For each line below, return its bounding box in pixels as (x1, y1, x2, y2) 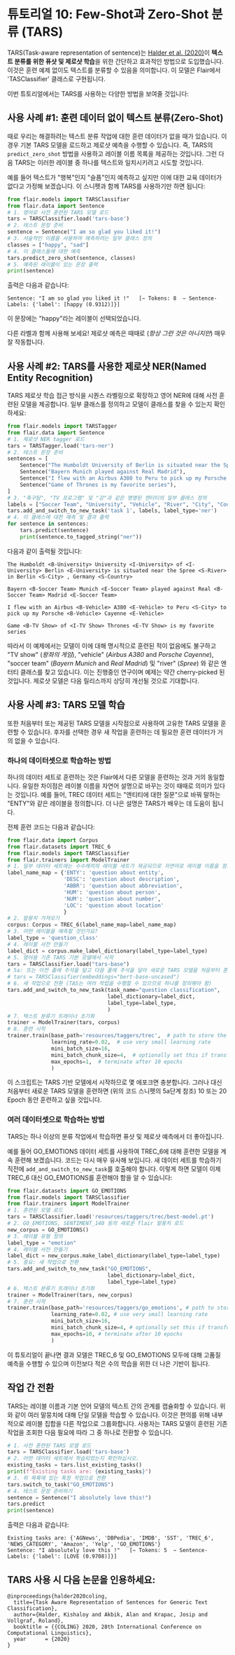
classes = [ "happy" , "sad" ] (7, 241, 90, 249)
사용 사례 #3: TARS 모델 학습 (7, 699, 125, 711)
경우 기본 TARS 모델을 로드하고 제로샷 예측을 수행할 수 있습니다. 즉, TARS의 (7, 141, 213, 149)
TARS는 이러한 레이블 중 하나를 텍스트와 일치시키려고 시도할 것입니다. (14, 158, 204, 167)
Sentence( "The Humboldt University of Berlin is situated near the (20, 462, 220, 469)
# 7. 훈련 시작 (7, 1298, 45, 1305)
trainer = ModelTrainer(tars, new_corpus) (7, 1292, 133, 1299)
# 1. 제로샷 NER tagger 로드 (7, 436, 85, 443)
